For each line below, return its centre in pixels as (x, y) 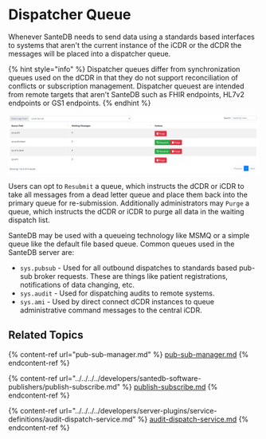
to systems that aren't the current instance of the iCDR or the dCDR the (125, 45)
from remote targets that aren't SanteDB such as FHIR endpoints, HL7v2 (127, 94)
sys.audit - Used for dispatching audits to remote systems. (117, 293)
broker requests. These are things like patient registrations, (131, 276)
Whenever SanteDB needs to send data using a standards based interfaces (131, 37)
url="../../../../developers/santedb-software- (130, 378)
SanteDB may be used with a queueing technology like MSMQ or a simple (129, 236)
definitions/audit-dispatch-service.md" (72, 419)
